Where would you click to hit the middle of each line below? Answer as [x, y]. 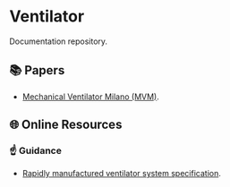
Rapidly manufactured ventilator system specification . [121, 174]
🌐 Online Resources [66, 125]
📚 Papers [37, 70]
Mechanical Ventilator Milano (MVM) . [90, 97]
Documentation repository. [59, 41]
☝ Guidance [36, 151]
